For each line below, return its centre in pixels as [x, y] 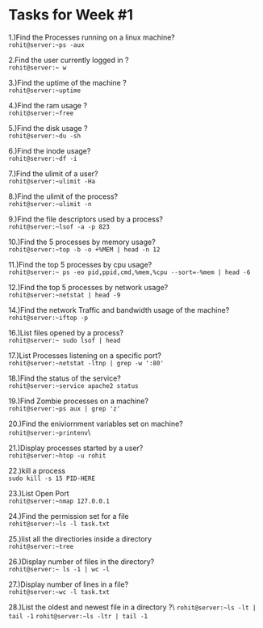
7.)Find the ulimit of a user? [53, 173]
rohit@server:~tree [41, 546]
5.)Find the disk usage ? [48, 128]
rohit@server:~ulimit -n [50, 204]
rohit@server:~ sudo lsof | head [65, 340]
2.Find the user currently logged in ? [69, 60]
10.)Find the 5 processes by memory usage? [82, 242]
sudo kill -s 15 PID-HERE [52, 478]
